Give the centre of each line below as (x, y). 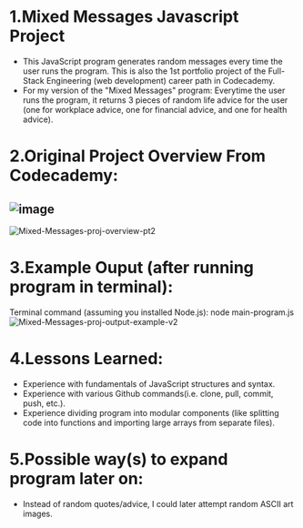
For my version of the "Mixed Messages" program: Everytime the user (154, 90)
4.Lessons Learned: (86, 359)
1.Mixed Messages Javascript (124, 17)
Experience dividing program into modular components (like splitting (151, 412)
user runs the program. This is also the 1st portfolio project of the (144, 71)
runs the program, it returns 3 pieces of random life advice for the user (155, 100)
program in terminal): (91, 287)
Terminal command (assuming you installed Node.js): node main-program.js (151, 312)
